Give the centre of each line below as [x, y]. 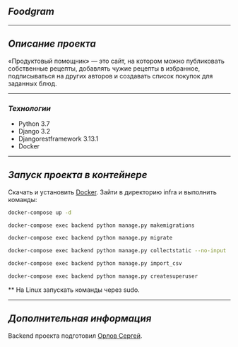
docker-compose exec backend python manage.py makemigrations [101, 225]
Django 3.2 [34, 131]
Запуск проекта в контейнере [78, 175]
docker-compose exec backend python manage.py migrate [90, 238]
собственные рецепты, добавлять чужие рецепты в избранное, [104, 68]
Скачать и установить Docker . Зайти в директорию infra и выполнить [113, 192]
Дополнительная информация [80, 318]
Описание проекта [52, 44]
